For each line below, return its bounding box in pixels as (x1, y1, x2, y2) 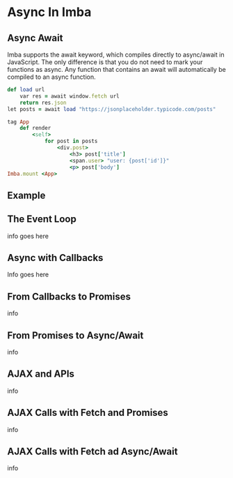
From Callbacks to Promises (7, 290, 131, 302)
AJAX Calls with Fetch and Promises (7, 407, 168, 419)
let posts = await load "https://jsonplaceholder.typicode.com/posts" (7, 105, 216, 112)
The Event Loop (7, 214, 77, 225)
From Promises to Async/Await (7, 329, 144, 341)
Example (7, 189, 46, 201)
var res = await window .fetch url (19, 92, 120, 100)
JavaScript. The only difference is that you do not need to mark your (7, 58, 203, 66)
